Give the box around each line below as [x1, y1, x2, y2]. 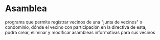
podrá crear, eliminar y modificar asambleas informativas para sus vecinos [5, 29, 156, 35]
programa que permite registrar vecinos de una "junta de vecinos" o [5, 19, 143, 25]
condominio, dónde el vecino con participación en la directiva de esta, [5, 24, 147, 30]
